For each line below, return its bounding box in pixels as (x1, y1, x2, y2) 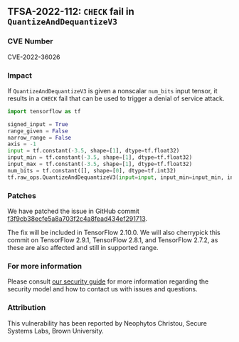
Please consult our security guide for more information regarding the (7, 277, 209, 286)
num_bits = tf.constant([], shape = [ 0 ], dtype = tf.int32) (7, 167, 176, 174)
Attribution (7, 303, 46, 313)
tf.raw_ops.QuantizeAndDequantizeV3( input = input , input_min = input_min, (7, 174, 224, 181)
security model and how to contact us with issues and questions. (7, 285, 198, 294)
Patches (7, 190, 37, 200)
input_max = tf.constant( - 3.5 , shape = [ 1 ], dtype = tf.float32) (7, 160, 193, 168)
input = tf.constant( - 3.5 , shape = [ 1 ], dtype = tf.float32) (7, 147, 180, 155)
